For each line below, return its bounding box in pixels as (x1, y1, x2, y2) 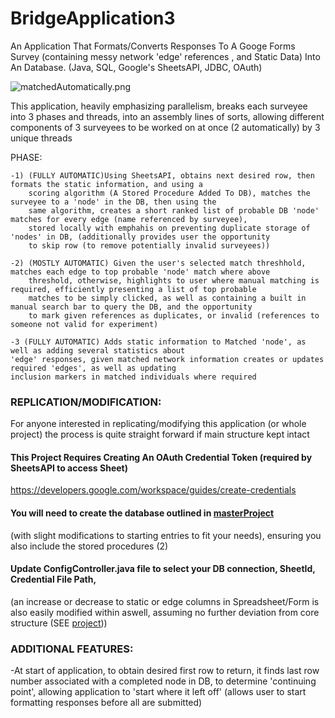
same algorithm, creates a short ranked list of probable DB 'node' (28, 205, 320, 216)
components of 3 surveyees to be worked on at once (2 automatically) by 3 (10, 121, 321, 133)
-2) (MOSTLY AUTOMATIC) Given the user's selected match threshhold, (10, 258, 307, 268)
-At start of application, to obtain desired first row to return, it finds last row (10, 665, 320, 677)
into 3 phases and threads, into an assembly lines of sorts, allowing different (10, 110, 325, 122)
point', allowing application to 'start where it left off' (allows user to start (10, 686, 307, 698)
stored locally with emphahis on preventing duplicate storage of (28, 223, 311, 233)
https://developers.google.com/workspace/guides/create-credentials (10, 484, 297, 496)
